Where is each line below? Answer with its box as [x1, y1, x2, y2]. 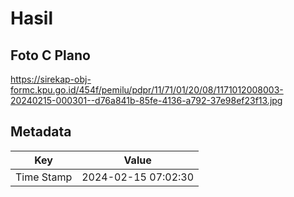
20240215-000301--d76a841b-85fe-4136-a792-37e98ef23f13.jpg [10, 95, 283, 106]
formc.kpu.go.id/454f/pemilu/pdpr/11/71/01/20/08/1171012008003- [10, 84, 284, 96]
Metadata [10, 123, 72, 141]
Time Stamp [15, 170, 73, 184]
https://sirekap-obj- [10, 73, 92, 85]
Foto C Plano [10, 47, 91, 64]
